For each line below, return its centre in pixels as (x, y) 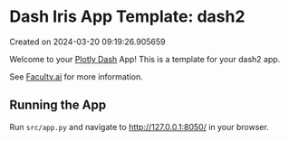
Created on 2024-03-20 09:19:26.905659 (87, 42)
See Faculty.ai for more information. (76, 76)
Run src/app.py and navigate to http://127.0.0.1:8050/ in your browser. (139, 127)
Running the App (58, 105)
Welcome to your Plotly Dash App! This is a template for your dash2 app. (145, 59)
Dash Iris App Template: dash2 (127, 17)
